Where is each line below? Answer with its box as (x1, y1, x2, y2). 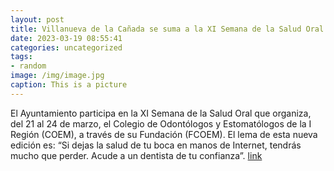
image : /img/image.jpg (10, 71, 105, 81)
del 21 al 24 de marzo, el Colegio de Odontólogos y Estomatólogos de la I (10, 117, 312, 130)
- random (10, 61, 47, 71)
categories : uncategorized (10, 42, 123, 53)
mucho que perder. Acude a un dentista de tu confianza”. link (10, 149, 263, 161)
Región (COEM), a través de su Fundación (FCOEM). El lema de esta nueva (10, 128, 318, 140)
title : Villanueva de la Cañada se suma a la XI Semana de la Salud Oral (10, 24, 325, 34)
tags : (10, 52, 33, 62)
